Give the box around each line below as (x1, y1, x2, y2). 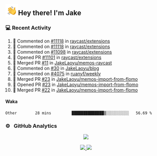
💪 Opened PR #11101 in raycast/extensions (12, 54, 102, 60)
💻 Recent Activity (5, 25, 51, 32)
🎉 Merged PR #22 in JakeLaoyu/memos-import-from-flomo (12, 86, 138, 93)
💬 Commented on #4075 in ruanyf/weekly (12, 71, 101, 77)
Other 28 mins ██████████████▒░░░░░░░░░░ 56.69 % (5, 110, 152, 116)
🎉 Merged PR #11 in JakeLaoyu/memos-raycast (12, 59, 113, 65)
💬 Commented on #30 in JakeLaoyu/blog (12, 65, 100, 71)
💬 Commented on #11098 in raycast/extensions (12, 49, 113, 55)
